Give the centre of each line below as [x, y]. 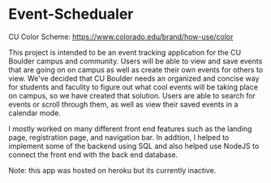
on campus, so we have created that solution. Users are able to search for [132, 95]
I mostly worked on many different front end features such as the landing [130, 129]
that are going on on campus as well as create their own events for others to [136, 69]
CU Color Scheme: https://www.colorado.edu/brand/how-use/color [121, 37]
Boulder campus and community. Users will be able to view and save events [135, 61]
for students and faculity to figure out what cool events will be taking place [133, 87]
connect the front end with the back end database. [93, 155]
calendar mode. [34, 113]
